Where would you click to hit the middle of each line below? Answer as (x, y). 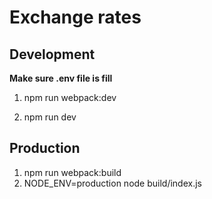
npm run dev (50, 117)
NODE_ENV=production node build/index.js (112, 183)
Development (52, 54)
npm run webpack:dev (70, 97)
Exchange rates (75, 17)
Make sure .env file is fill (61, 78)
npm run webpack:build (72, 172)
